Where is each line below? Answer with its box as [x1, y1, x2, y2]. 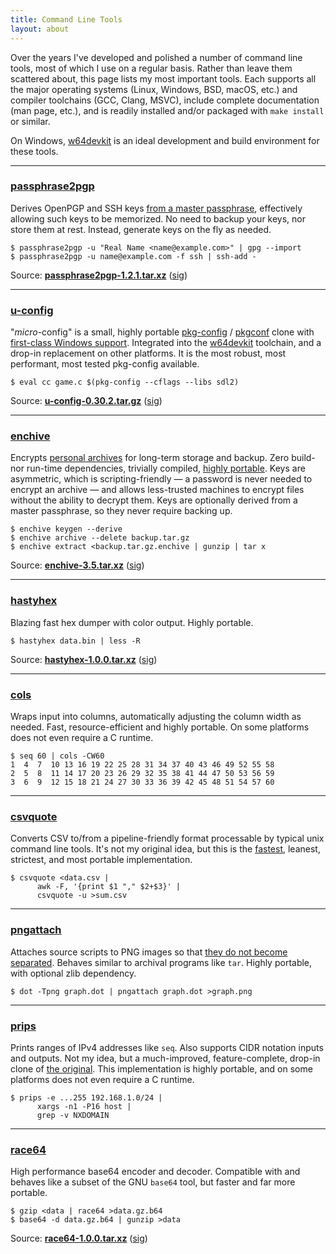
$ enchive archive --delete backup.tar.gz [10, 533, 190, 543]
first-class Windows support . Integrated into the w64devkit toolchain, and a [10, 337, 322, 349]
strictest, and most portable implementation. [10, 854, 193, 866]
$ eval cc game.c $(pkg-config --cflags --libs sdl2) [10, 377, 240, 388]
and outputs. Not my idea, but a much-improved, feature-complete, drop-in [10, 1052, 321, 1064]
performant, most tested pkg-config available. [10, 358, 200, 370]
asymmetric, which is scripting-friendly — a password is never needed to [10, 473, 313, 485]
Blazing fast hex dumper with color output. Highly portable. [10, 616, 254, 628]
